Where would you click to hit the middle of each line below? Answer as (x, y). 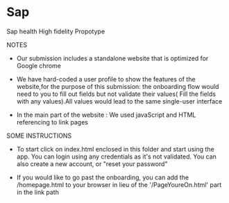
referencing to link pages (52, 122)
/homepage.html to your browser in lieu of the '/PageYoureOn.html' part (119, 184)
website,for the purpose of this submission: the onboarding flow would (118, 86)
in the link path (38, 192)
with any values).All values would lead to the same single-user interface (119, 101)
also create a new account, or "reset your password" (92, 163)
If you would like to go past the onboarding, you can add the (102, 177)
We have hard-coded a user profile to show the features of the (106, 79)
